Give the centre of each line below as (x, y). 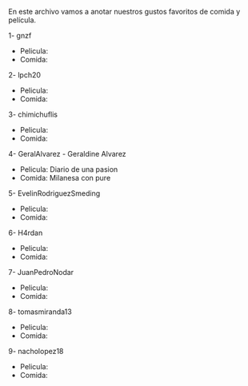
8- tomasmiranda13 (40, 312)
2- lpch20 (25, 75)
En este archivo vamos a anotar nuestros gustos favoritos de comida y (124, 12)
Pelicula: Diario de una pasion (69, 169)
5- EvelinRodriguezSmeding (54, 193)
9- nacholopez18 (36, 351)
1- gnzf (20, 36)
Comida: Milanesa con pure (65, 178)
